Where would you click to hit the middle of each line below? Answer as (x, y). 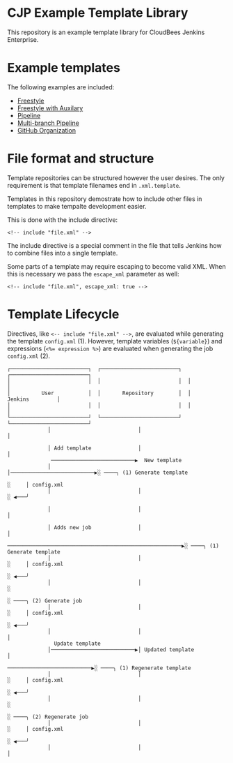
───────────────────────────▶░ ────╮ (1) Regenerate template (99, 668)
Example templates (64, 68)
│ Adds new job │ (94, 527)
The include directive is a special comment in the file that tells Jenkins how (114, 245)
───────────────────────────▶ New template (116, 460)
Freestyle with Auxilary (50, 108)
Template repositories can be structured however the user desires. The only (116, 178)
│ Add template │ (94, 448)
